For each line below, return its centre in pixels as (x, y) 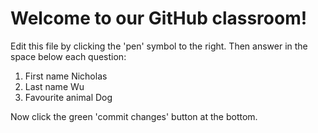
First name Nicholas (66, 76)
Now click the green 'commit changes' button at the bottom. (134, 116)
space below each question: (68, 56)
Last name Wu (54, 86)
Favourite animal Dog (68, 97)
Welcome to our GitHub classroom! (159, 18)
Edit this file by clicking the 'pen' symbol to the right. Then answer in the (159, 46)
